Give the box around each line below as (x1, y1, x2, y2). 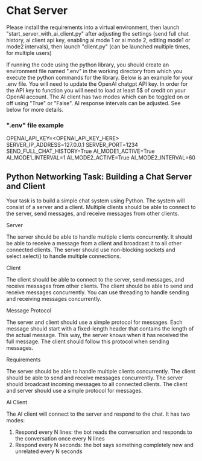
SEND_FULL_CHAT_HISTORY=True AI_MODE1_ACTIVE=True (6, 147, 155, 155)
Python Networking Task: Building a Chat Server (6, 172, 192, 182)
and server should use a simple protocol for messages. (6, 387, 143, 395)
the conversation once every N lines (14, 435, 105, 442)
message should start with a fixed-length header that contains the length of (6, 325, 194, 332)
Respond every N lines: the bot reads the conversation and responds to (14, 428, 192, 436)
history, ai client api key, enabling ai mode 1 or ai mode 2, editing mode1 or (6, 36, 191, 44)
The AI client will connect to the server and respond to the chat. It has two (6, 410, 191, 417)
